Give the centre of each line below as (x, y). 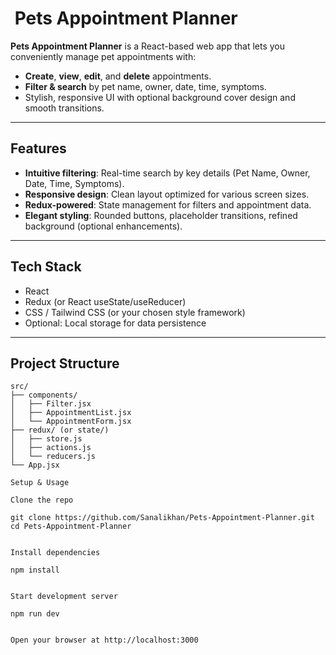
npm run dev (35, 614)
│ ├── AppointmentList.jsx (71, 413)
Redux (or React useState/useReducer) (105, 301)
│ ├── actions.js (51, 448)
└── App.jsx (35, 465)
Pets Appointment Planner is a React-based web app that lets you (147, 46)
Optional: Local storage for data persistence (115, 323)
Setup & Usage (40, 483)
